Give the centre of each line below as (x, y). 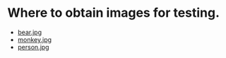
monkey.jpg (34, 39)
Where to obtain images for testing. (114, 13)
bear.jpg (30, 32)
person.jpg (33, 47)
